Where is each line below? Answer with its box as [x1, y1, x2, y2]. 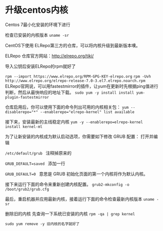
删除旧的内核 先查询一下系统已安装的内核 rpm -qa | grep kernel [5, 210, 136, 216]
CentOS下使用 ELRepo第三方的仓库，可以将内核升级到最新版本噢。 [5, 42, 140, 48]
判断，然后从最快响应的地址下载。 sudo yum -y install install [5, 89, 135, 95]
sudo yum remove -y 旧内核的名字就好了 [5, 221, 80, 226]
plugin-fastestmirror [5, 95, 49, 100]
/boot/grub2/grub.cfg [5, 187, 49, 192]
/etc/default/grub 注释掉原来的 [5, 150, 72, 156]
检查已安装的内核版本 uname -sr [5, 32, 70, 38]
